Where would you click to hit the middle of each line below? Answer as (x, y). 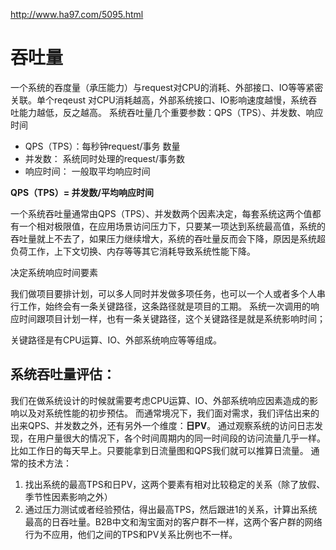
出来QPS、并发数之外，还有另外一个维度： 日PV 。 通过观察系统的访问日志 (162, 425)
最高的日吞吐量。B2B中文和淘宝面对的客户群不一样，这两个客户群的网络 (173, 521)
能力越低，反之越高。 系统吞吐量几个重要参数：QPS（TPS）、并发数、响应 (171, 112)
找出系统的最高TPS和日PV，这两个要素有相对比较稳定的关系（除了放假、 (175, 484)
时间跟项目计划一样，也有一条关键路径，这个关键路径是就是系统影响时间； (172, 318)
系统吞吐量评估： (63, 374)
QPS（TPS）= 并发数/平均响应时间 (82, 192)
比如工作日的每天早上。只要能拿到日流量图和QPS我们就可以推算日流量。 (159, 450)
